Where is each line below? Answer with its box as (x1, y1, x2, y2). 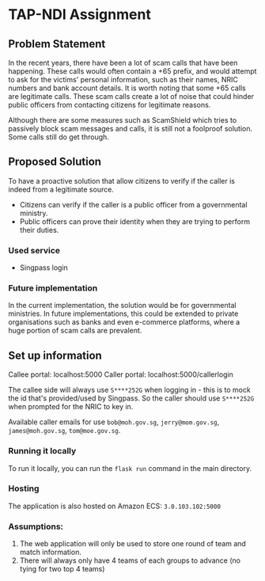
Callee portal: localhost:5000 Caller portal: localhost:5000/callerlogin (8, 370, 233, 379)
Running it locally (8, 446, 77, 457)
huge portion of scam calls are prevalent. (8, 326, 142, 336)
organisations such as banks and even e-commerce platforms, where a (8, 317, 240, 327)
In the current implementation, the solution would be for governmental (8, 301, 237, 310)
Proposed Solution (8, 155, 101, 169)
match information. (19, 548, 81, 557)
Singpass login (19, 263, 69, 272)
